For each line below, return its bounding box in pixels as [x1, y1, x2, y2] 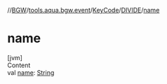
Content [7, 61, 31, 69]
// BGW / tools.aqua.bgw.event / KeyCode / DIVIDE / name [7, 6, 160, 14]
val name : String [7, 68, 55, 76]
